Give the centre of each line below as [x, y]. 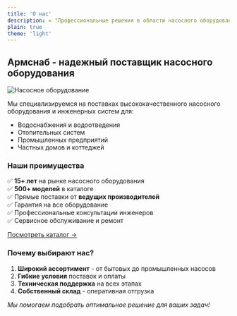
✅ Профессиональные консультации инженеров [80, 213]
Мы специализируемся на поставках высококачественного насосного [114, 104]
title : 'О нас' [30, 14]
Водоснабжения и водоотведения [69, 125]
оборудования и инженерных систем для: [71, 111]
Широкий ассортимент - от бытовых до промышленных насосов [117, 268]
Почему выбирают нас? [50, 253]
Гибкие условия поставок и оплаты [71, 276]
